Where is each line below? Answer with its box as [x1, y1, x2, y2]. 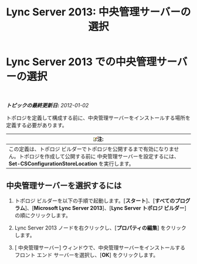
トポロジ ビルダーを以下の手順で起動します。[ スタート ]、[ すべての [14, 197, 175, 204]
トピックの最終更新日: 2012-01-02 [6, 101, 89, 109]
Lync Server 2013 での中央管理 [6, 55, 157, 69]
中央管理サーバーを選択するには [6, 180, 122, 191]
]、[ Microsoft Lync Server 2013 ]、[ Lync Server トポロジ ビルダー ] [25, 205, 186, 211]
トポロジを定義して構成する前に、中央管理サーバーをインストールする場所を [6, 114, 191, 121]
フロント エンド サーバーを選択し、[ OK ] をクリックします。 [14, 252, 159, 258]
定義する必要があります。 [6, 121, 67, 128]
